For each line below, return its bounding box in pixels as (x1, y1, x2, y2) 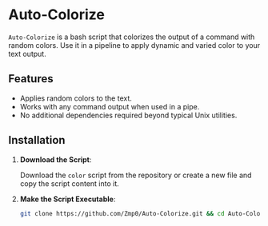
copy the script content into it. (19, 178, 120, 188)
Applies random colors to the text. (19, 93, 132, 103)
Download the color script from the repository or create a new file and (19, 170, 252, 180)
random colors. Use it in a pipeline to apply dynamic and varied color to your (8, 40, 261, 50)
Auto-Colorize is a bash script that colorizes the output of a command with (8, 32, 255, 42)
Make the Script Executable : (19, 194, 116, 204)
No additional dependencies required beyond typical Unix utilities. (19, 110, 238, 120)
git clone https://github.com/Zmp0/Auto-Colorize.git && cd (19, 209, 225, 217)
